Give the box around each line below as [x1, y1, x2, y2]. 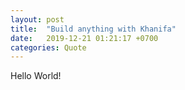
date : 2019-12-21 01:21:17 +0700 [10, 33, 159, 43]
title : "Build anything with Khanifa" [10, 24, 177, 34]
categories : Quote [10, 42, 87, 53]
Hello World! [10, 70, 62, 82]
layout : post [10, 14, 65, 25]
